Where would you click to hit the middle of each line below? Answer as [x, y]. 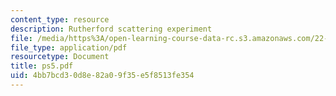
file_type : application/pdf [69, 47]
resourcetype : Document [60, 57]
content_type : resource [60, 19]
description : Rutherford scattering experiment [111, 29]
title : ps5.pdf [42, 66]
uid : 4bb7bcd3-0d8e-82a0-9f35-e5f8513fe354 [102, 76]
